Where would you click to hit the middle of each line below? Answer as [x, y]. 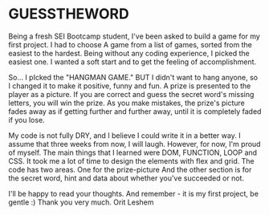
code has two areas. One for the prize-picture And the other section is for [130, 169]
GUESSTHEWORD [69, 14]
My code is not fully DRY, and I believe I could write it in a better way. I [124, 135]
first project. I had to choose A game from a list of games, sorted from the [130, 44]
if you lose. [27, 120]
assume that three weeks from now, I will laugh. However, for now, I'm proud [134, 144]
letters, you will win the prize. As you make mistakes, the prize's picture [126, 103]
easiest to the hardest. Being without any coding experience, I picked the [129, 53]
